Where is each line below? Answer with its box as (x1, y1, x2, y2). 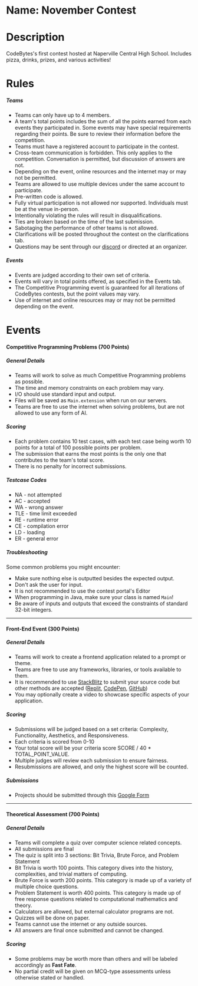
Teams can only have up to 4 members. (14, 111, 111, 119)
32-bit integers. (14, 606, 53, 613)
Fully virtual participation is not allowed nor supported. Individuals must (14, 199, 189, 206)
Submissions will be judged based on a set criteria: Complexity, (14, 726, 169, 733)
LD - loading (14, 528, 45, 535)
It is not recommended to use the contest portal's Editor (14, 587, 151, 594)
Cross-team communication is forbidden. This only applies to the (14, 149, 173, 156)
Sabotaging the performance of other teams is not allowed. (14, 225, 159, 232)
